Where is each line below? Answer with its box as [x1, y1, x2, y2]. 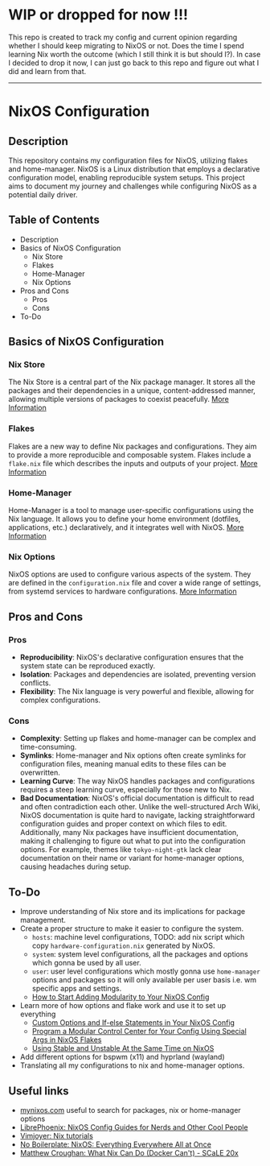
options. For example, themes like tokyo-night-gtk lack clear [19, 845, 222, 854]
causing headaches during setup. [19, 862, 131, 871]
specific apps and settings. [31, 984, 122, 994]
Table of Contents [8, 213, 100, 227]
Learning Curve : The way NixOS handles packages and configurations [19, 776, 256, 786]
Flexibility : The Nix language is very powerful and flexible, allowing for [19, 687, 255, 697]
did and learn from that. [8, 66, 87, 76]
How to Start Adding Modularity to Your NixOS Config [31, 992, 210, 1002]
